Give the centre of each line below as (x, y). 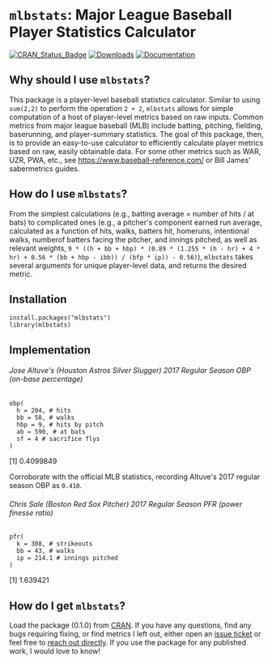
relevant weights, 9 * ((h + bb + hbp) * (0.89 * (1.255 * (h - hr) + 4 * (135, 248)
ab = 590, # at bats (51, 431)
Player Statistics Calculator (103, 32)
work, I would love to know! (55, 651)
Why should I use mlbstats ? (80, 80)
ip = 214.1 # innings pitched (67, 558)
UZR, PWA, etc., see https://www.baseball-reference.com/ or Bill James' (130, 160)
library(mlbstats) (40, 325)
